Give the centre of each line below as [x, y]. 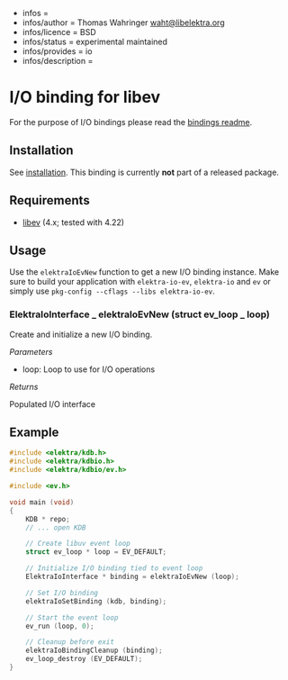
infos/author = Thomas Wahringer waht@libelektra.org [123, 23]
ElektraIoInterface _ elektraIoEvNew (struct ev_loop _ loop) [139, 314]
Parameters [31, 351]
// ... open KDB [56, 527]
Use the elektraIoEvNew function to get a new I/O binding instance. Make [144, 272]
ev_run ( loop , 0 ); [60, 626]
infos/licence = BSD [59, 32]
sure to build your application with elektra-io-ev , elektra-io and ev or [140, 282]
